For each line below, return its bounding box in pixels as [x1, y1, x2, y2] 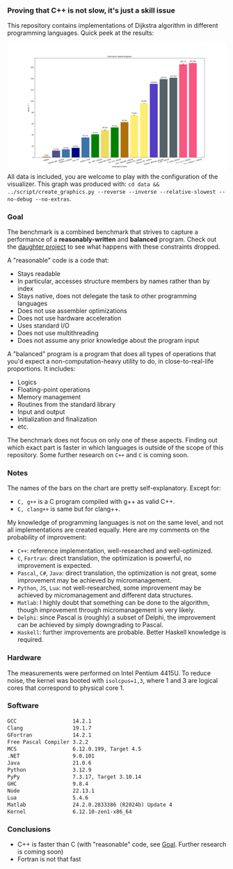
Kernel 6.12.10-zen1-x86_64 [7, 808, 132, 815]
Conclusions [7, 824, 51, 834]
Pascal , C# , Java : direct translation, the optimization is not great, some [17, 569, 217, 577]
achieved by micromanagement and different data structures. [17, 591, 193, 599]
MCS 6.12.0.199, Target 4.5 [7, 745, 141, 753]
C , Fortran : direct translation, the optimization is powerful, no [17, 554, 192, 562]
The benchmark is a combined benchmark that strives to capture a [7, 227, 198, 236]
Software [7, 701, 40, 711]
